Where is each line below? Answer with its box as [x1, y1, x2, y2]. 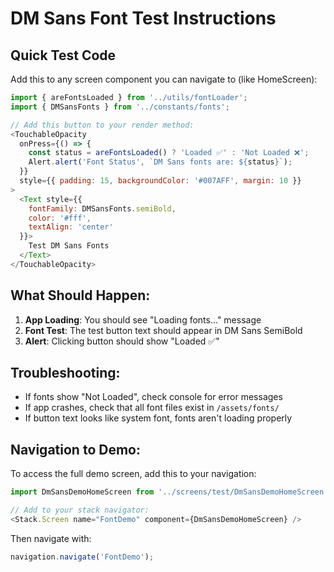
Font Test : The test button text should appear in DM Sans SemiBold [24, 324, 303, 336]
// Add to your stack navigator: [10, 505, 150, 516]
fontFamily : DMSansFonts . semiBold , [28, 203, 177, 214]
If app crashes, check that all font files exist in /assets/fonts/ [24, 402, 280, 414]
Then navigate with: [10, 532, 92, 544]
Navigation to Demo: [10, 441, 141, 458]
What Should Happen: [10, 287, 151, 304]
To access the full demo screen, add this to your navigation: [10, 468, 257, 480]
